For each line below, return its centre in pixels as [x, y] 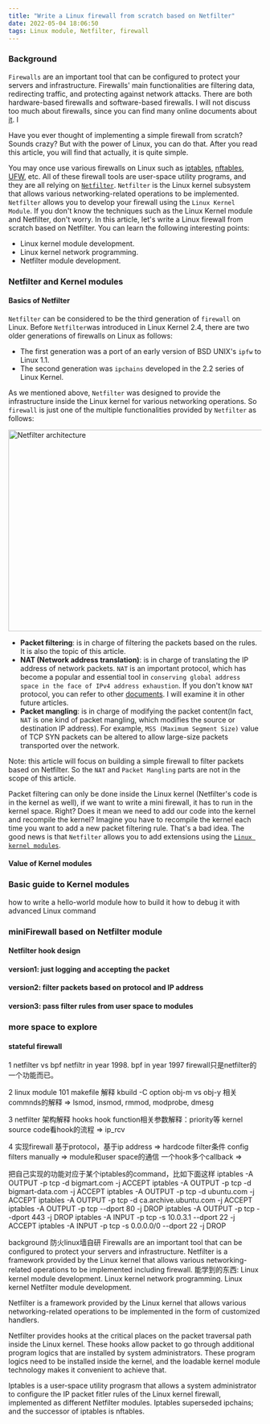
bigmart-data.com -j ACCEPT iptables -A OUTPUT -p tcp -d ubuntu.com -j [131, 1192]
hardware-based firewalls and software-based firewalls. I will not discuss [129, 102]
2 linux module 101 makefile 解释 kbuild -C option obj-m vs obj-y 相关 [123, 1093]
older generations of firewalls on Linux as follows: [90, 335]
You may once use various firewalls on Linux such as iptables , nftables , [126, 168]
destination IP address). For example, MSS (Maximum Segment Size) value [139, 728]
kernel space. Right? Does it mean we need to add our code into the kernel [132, 810]
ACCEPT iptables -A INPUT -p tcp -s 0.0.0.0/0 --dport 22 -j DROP [117, 1226]
